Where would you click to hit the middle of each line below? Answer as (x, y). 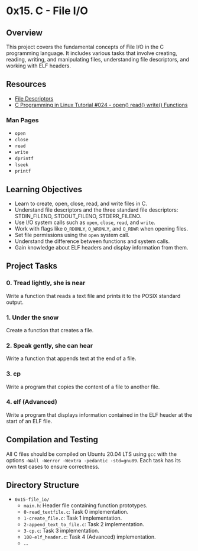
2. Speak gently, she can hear (50, 345)
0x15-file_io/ (32, 500)
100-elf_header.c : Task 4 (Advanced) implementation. (90, 537)
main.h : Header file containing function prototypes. (85, 505)
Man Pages (22, 120)
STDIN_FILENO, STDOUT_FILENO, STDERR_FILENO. (78, 216)
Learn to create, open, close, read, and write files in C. (81, 203)
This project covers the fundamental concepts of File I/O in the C (85, 47)
